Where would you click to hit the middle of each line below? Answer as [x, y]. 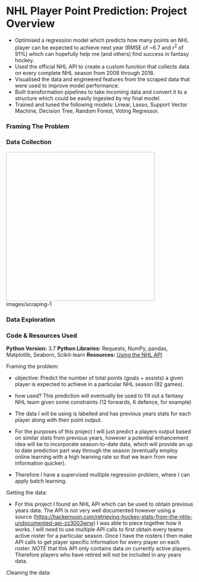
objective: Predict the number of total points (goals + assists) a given [99, 378]
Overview [31, 24]
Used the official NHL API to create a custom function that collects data [102, 66]
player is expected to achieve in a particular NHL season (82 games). [99, 384]
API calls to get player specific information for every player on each [97, 542]
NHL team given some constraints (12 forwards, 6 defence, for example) [103, 402]
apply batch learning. [41, 481]
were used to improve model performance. [67, 85]
